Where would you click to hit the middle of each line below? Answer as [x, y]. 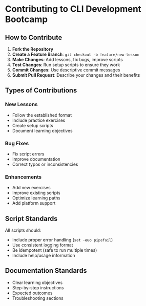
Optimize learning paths [36, 198]
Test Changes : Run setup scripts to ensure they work [66, 65]
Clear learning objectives [37, 283]
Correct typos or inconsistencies [45, 164]
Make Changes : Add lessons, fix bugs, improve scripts [67, 59]
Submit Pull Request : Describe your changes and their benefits [76, 75]
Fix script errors [28, 154]
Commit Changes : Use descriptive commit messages [66, 70]
